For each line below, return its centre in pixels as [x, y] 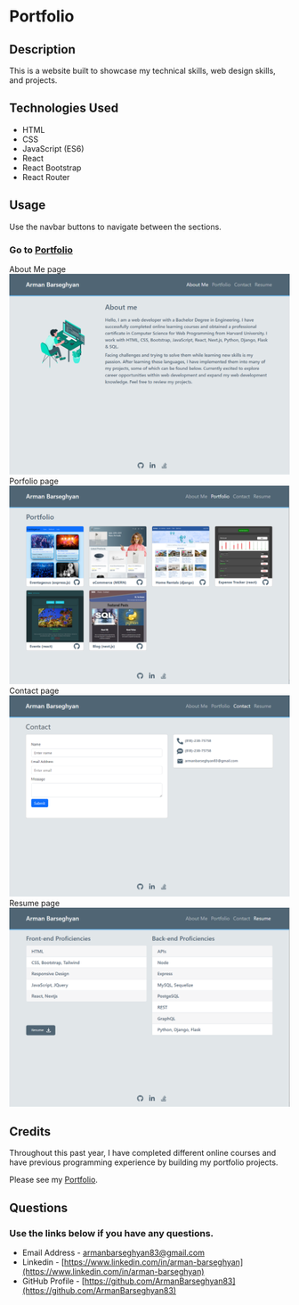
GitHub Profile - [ [53, 1281]
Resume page [35, 903]
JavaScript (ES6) [53, 148]
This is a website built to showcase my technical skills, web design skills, [142, 70]
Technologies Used [64, 108]
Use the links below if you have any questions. [112, 1233]
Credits [30, 1132]
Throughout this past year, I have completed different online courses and [143, 1153]
